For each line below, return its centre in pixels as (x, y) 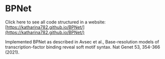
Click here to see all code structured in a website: (56, 22)
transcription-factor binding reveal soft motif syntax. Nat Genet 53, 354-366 (83, 47)
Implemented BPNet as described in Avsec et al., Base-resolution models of (82, 41)
